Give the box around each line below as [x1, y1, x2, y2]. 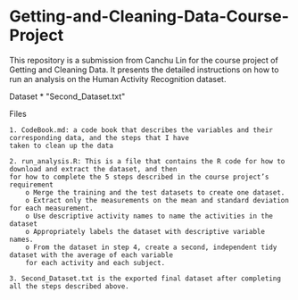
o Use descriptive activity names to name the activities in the [25, 212, 274, 221]
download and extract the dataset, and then [9, 164, 178, 173]
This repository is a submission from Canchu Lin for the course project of [9, 54, 278, 65]
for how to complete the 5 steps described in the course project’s [9, 172, 269, 181]
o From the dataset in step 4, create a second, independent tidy [25, 243, 277, 252]
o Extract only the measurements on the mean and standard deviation [25, 196, 290, 204]
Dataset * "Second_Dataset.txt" [9, 91, 126, 102]
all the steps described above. [9, 281, 129, 291]
